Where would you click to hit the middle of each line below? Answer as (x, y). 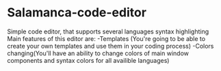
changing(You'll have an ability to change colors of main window (98, 53)
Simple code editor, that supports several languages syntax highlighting (108, 31)
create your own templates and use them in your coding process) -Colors (110, 46)
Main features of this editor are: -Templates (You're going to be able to (106, 38)
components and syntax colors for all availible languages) (88, 60)
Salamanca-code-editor (77, 13)
